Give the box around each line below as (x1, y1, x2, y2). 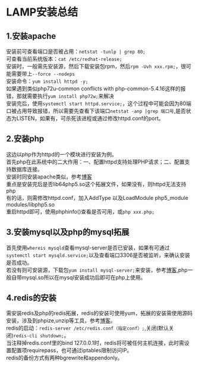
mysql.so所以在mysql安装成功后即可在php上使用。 (21, 274, 146, 281)
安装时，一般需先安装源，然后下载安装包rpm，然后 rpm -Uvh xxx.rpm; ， (6, 63, 181, 70)
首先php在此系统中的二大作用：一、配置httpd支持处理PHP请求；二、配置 (6, 158, 185, 165)
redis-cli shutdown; (13, 333, 64, 339)
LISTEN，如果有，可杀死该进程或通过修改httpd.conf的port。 (16, 115, 165, 122)
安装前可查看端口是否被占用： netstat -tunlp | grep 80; (6, 48, 146, 55)
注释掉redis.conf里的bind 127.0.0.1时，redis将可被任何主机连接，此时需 (11, 340, 184, 347)
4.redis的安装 (6, 293, 56, 303)
